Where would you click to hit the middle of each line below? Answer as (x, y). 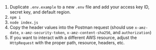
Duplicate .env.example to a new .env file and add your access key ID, (79, 7)
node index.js (24, 23)
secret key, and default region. (40, 12)
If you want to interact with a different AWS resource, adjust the (73, 37)
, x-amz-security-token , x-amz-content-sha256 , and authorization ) (85, 32)
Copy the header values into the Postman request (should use (71, 27)
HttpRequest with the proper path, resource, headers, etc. (67, 43)
